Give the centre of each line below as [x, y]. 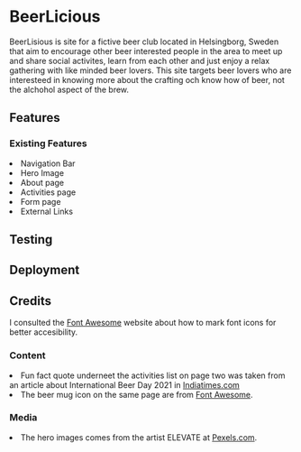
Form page [41, 201]
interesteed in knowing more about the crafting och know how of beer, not [147, 79]
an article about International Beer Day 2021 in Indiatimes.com [125, 384]
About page [43, 182]
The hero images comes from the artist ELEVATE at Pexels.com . [139, 437]
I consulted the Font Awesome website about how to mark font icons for [143, 323]
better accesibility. [44, 332]
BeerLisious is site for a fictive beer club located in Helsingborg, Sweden [144, 42]
